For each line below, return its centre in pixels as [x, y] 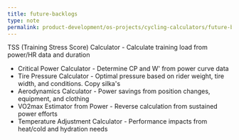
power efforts [38, 114]
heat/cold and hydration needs [63, 129]
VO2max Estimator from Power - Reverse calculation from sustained [118, 107]
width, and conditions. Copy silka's [69, 84]
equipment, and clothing [53, 99]
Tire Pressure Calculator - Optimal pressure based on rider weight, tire [121, 76]
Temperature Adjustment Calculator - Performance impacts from [112, 122]
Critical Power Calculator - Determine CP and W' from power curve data [123, 69]
